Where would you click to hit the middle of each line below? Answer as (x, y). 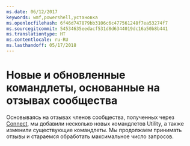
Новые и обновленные (66, 75)
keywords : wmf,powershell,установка (52, 17)
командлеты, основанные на (83, 88)
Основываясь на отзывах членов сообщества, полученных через (90, 117)
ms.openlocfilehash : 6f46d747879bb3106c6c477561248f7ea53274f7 (87, 23)
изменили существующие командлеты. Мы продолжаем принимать (94, 130)
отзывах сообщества (62, 101)
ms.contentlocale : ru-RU (37, 40)
